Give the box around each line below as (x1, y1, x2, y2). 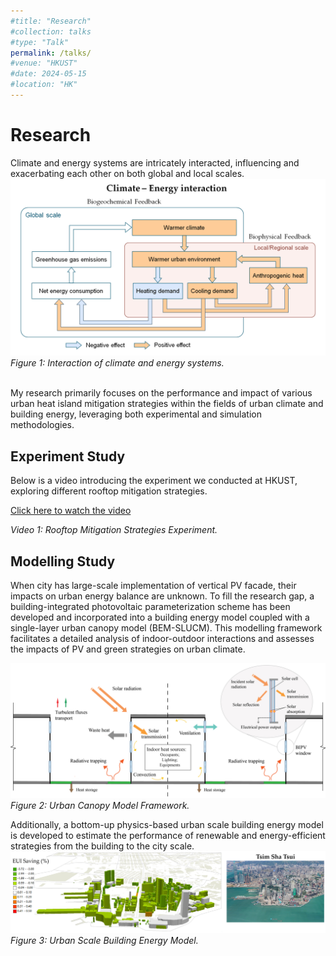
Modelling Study (10, 553, 116, 570)
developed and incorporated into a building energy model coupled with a (10, 611, 310, 623)
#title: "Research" (10, 16, 92, 26)
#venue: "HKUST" (10, 58, 78, 69)
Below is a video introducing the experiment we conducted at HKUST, (10, 475, 298, 487)
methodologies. (10, 419, 75, 431)
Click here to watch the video (10, 505, 132, 517)
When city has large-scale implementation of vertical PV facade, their (10, 579, 297, 591)
